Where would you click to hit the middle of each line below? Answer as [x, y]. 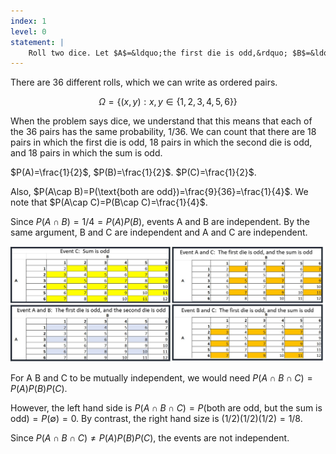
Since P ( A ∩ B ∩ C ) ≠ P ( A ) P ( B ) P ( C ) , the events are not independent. [150, 437]
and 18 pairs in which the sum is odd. [86, 153]
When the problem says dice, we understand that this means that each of [161, 121]
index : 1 [28, 21]
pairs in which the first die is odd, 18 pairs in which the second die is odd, [161, 142]
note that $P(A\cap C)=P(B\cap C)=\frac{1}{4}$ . [109, 202]
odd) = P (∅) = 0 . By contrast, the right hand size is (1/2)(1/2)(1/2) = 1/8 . [156, 418]
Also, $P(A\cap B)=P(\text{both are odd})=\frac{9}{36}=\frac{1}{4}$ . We [159, 192]
